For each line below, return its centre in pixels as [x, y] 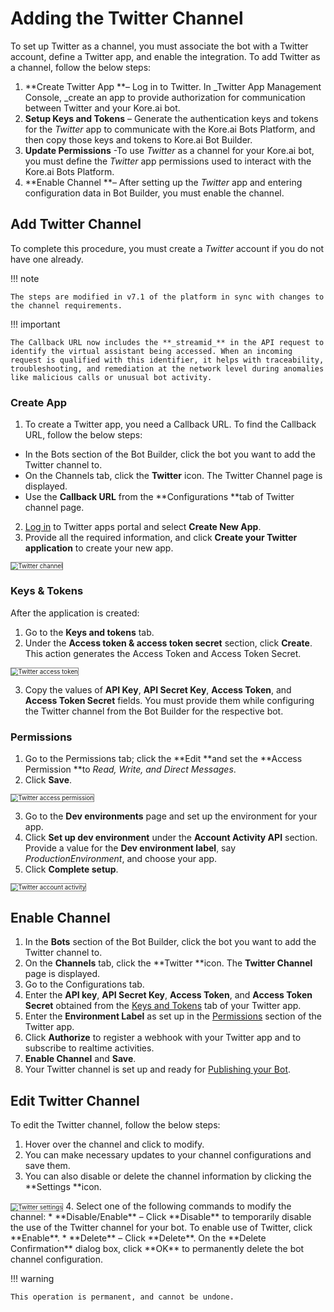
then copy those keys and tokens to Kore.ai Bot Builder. [138, 139]
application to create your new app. [99, 548]
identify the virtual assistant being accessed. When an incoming [151, 351]
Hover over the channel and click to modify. [114, 1144]
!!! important [35, 324]
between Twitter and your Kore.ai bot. [102, 108]
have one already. [47, 259]
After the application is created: [75, 613]
